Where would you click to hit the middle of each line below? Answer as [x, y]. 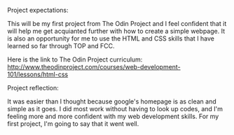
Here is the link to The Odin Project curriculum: [75, 59]
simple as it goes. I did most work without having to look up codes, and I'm [115, 109]
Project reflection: [33, 88]
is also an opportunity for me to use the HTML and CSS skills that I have [111, 38]
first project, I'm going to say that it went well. [73, 124]
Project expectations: [38, 10]
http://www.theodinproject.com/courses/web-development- [94, 67]
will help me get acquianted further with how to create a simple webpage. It [116, 31]
